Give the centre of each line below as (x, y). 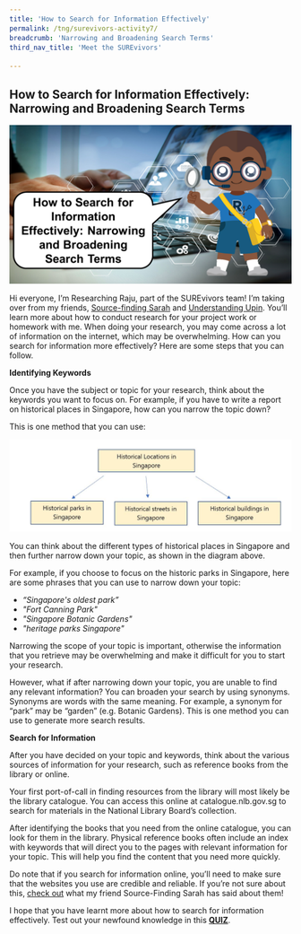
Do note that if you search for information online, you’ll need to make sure (145, 874)
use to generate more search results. (77, 720)
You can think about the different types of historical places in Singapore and (150, 546)
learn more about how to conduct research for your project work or (133, 318)
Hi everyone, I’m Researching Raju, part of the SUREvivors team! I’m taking (147, 298)
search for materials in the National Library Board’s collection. (123, 811)
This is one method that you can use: (77, 427)
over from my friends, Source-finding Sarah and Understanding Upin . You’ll (148, 308)
